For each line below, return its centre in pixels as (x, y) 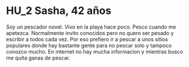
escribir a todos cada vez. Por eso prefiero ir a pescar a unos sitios (87, 39)
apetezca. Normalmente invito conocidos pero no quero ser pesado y (90, 33)
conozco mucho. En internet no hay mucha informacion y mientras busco (95, 51)
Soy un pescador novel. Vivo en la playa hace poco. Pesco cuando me (91, 27)
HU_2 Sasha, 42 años (59, 11)
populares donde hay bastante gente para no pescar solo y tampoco (89, 45)
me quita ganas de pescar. (38, 58)
